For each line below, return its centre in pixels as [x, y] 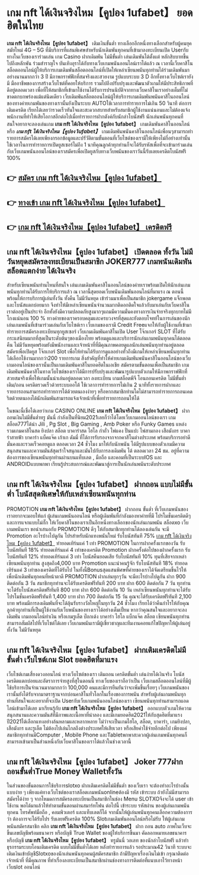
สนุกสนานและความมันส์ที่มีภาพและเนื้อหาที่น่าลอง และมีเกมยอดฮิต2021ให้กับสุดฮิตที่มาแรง [94, 715]
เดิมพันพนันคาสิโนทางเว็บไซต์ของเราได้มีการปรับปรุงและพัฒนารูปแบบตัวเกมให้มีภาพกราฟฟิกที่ [97, 371]
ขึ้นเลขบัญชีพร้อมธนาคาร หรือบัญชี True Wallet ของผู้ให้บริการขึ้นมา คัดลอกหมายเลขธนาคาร [97, 833]
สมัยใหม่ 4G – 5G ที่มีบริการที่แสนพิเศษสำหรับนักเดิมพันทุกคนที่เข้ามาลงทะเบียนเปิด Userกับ [98, 50]
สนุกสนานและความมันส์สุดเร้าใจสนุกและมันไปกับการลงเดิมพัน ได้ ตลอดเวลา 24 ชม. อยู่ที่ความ [98, 451]
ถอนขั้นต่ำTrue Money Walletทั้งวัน [65, 771]
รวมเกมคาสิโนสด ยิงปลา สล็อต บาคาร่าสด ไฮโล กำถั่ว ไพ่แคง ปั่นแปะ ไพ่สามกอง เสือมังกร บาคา [98, 430]
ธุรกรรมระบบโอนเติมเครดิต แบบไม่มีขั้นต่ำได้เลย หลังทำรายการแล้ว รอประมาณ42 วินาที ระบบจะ [99, 847]
